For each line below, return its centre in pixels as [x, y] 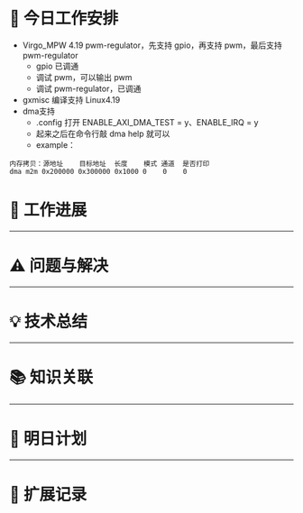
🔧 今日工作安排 [64, 18]
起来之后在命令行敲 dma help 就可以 [103, 133]
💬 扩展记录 [48, 495]
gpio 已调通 [57, 66]
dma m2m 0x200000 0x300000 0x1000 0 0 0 [98, 171]
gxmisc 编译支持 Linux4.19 [71, 99]
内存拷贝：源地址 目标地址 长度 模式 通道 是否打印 [110, 163]
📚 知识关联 [51, 377]
